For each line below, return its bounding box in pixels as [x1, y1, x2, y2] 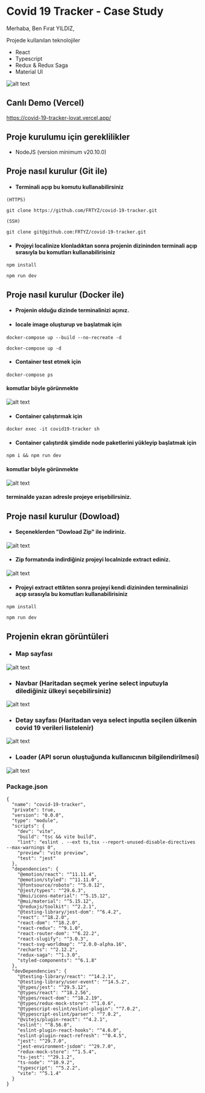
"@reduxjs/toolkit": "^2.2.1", [17, 904, 97, 910]
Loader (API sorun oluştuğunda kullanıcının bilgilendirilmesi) [15, 753, 199, 761]
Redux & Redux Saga [15, 61, 69, 69]
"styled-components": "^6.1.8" [17, 957, 97, 964]
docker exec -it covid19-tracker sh [6, 426, 100, 433]
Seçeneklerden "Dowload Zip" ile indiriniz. [15, 528, 127, 536]
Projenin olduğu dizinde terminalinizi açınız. [15, 307, 130, 314]
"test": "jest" [17, 855, 56, 861]
